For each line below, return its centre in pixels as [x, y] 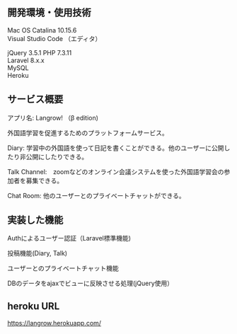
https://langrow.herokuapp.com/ [54, 323]
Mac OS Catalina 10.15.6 [42, 30]
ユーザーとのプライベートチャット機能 [63, 268]
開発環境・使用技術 [49, 13]
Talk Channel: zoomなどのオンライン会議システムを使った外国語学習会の [116, 171]
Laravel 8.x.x [26, 60]
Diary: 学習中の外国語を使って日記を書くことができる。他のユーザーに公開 [116, 148]
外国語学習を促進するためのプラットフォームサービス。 [88, 132]
